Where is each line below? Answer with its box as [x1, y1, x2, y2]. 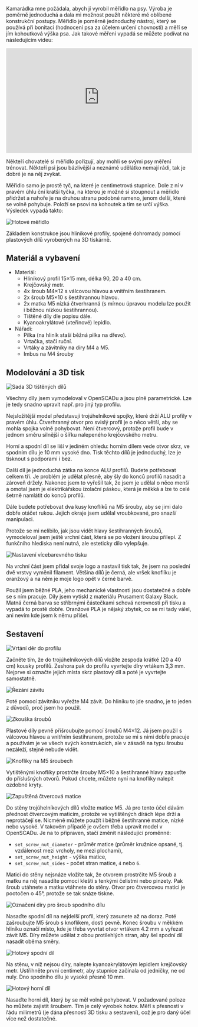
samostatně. [6, 675, 37, 682]
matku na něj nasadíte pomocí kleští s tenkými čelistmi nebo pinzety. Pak [6, 877, 183, 884]
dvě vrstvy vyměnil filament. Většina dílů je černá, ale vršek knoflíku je [6, 569, 177, 576]
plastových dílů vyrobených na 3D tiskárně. [6, 236, 111, 243]
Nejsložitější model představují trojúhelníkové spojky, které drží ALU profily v [6, 412, 192, 420]
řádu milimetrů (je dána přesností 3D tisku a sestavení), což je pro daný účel [6, 1009, 191, 1016]
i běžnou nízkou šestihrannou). [23, 307, 99, 314]
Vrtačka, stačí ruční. [23, 338, 72, 345]
